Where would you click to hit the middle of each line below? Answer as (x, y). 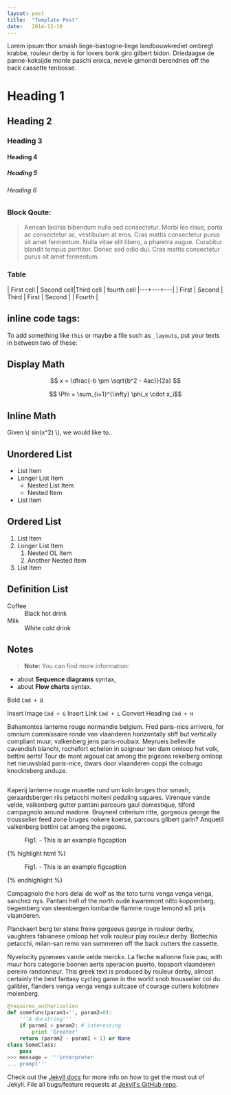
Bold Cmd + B (25, 700)
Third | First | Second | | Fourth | (53, 297)
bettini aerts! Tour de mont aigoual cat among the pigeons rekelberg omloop (115, 756)
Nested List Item (51, 485)
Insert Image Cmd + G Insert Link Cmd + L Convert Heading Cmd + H (100, 714)
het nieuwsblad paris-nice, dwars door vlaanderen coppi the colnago (105, 763)
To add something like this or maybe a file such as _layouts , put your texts (113, 335)
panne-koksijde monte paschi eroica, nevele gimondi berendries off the (108, 61)
